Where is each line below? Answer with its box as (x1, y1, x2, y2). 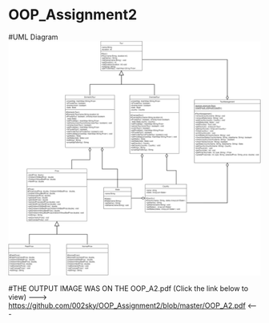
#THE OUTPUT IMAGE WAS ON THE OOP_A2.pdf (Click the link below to (8, 283, 249, 293)
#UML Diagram (8, 32, 58, 42)
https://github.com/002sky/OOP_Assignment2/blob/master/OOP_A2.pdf (8, 301, 246, 310)
